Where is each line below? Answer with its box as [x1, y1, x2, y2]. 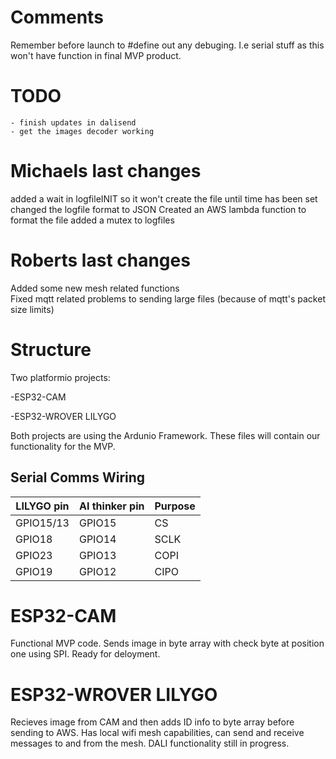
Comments [10, 6, 104, 29]
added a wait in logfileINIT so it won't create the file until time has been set [10, 192, 318, 205]
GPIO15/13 [15, 516, 70, 530]
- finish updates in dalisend [10, 117, 137, 128]
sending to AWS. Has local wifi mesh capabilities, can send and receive [10, 727, 305, 739]
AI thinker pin [78, 499, 145, 513]
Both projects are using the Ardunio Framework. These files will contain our [10, 429, 321, 441]
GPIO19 [15, 564, 53, 578]
